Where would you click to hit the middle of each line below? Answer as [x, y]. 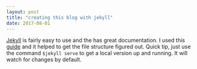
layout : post [23, 12]
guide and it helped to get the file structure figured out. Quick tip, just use [99, 47]
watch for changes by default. [44, 60]
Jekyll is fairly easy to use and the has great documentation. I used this [96, 41]
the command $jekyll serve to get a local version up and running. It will [97, 53]
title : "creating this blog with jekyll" [60, 18]
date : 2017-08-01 [28, 23]
